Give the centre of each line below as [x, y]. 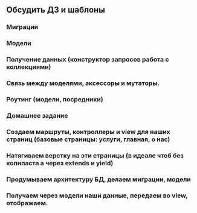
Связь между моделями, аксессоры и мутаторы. [83, 83]
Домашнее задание [37, 115]
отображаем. [27, 203]
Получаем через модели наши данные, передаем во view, [97, 196]
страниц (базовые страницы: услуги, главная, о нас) [88, 139]
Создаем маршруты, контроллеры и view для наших [88, 132]
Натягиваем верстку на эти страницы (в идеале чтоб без [95, 155]
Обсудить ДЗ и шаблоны [56, 10]
